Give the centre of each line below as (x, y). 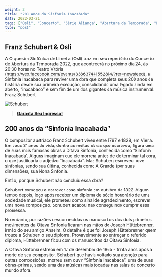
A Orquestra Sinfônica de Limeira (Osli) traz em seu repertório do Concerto (80, 58)
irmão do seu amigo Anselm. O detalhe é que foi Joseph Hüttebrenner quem (81, 230)
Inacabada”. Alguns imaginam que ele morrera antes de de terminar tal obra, (81, 156)
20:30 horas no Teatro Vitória (34, 69)
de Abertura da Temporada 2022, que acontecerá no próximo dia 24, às (76, 64)
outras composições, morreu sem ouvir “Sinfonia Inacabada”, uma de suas (79, 260)
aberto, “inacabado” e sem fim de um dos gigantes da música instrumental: (80, 89)
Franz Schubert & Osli (38, 47)
